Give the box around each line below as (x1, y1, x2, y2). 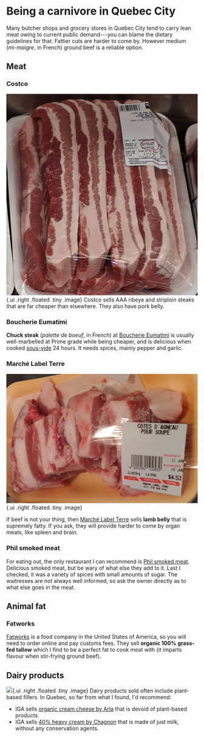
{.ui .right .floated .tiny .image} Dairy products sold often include (12, 687, 173, 694)
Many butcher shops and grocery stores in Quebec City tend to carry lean (6, 24, 191, 32)
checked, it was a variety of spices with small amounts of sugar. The (6, 570, 178, 578)
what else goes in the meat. (6, 584, 76, 591)
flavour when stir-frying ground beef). (6, 652, 101, 660)
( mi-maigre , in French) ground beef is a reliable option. (6, 44, 144, 51)
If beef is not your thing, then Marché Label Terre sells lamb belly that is (6, 516, 187, 523)
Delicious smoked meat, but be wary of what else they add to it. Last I (6, 564, 181, 571)
